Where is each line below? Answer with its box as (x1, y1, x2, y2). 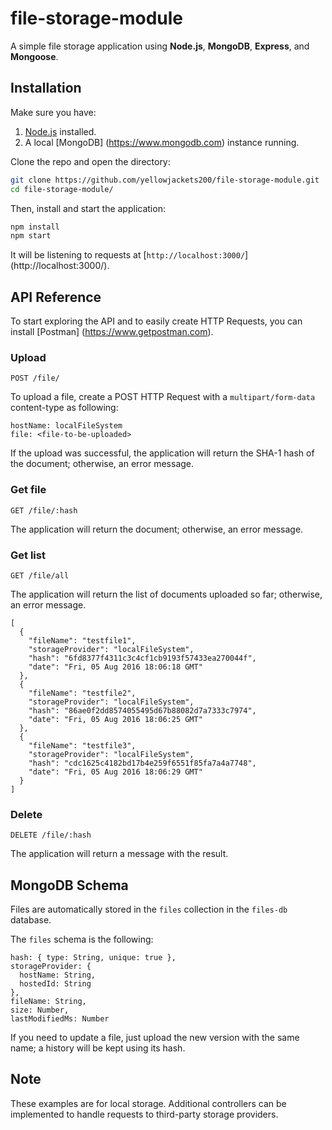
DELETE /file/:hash (10, 830, 92, 841)
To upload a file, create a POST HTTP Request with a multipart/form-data (10, 391, 316, 403)
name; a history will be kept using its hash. (10, 1042, 186, 1054)
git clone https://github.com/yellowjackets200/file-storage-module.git (10, 175, 320, 185)
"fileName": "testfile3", (28, 740, 137, 751)
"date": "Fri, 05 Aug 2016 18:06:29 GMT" (28, 767, 203, 777)
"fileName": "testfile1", (28, 635, 137, 646)
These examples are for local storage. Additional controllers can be (10, 1097, 287, 1109)
